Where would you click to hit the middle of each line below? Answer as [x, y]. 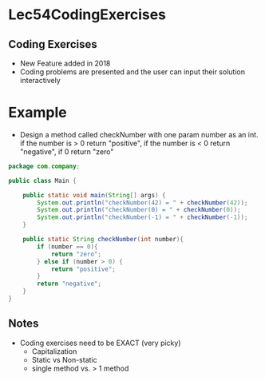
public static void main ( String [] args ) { [94, 195]
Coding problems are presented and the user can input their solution [132, 72]
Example [38, 113]
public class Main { [43, 181]
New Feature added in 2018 [65, 63]
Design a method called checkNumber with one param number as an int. [139, 134]
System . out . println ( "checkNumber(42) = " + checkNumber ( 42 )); [142, 202]
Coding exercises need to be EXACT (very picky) [100, 343]
